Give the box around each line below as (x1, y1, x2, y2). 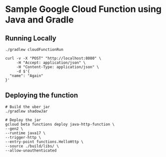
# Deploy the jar (5, 117, 41, 123)
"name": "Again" (9, 73, 43, 78)
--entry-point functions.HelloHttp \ (5, 139, 84, 144)
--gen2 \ (5, 126, 23, 131)
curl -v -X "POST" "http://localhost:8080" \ (5, 56, 101, 61)
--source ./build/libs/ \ (5, 144, 59, 149)
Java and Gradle (5, 14, 74, 25)
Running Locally (5, 34, 56, 42)
